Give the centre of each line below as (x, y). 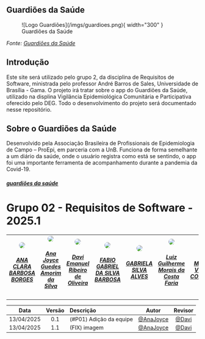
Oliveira (78, 283)
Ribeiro (78, 270)
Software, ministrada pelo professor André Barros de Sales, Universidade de (102, 83)
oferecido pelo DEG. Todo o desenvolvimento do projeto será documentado (101, 103)
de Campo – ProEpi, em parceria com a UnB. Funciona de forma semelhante (102, 150)
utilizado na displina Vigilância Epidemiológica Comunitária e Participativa (99, 97)
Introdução (28, 63)
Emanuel (78, 263)
